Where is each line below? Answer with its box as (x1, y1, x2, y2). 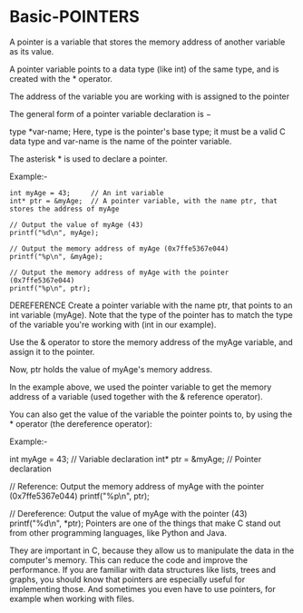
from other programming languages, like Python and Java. (9, 527, 227, 538)
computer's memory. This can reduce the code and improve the (9, 554, 248, 565)
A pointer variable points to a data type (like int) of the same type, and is (9, 64, 279, 74)
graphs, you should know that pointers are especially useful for (9, 574, 246, 585)
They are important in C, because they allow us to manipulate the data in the (9, 545, 295, 556)
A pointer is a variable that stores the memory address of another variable (9, 36, 286, 47)
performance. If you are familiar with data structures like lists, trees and (9, 564, 277, 575)
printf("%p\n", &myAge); (9, 252, 103, 261)
